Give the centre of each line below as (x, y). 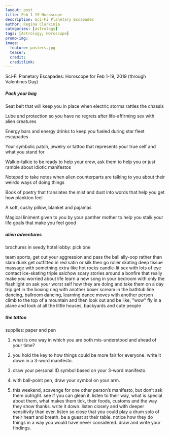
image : (12, 43)
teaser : (18, 52)
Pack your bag (21, 93)
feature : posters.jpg (33, 48)
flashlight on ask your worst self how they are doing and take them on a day (84, 284)
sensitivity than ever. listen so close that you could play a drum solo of (86, 412)
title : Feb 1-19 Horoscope (34, 15)
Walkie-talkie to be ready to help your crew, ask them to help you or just (80, 162)
